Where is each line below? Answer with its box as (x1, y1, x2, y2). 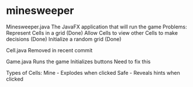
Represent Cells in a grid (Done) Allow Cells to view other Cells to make (6, 29, 178, 36)
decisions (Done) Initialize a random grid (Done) (6, 35, 122, 42)
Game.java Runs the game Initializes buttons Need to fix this (6, 58, 151, 65)
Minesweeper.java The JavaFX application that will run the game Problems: (6, 23, 187, 30)
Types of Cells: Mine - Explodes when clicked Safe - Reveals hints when (6, 69, 180, 76)
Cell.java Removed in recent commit (6, 46, 93, 53)
